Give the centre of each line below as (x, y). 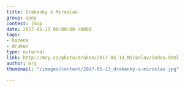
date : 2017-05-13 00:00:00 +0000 (49, 29)
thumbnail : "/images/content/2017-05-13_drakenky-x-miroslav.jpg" (93, 69)
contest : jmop (25, 23)
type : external (26, 52)
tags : (13, 35)
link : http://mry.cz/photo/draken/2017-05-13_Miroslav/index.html (93, 58)
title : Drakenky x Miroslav (42, 12)
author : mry (21, 63)
